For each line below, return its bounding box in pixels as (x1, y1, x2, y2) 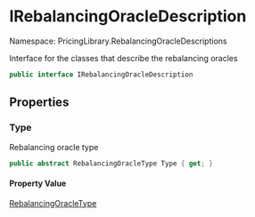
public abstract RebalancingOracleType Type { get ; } (9, 158, 214, 168)
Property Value (9, 178, 67, 189)
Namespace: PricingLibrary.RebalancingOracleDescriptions (9, 36, 227, 46)
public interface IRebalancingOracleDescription (9, 69, 193, 79)
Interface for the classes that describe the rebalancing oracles (9, 52, 238, 63)
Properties (9, 95, 70, 110)
